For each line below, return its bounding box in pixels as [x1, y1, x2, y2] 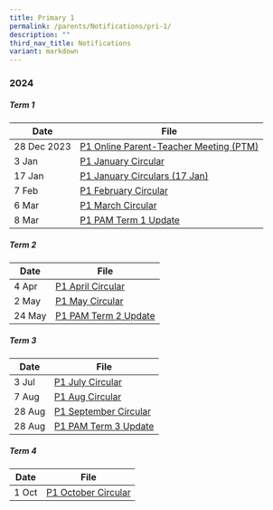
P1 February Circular [80, 185, 169, 197]
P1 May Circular [55, 294, 124, 307]
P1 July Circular [53, 375, 122, 388]
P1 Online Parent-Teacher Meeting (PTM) [80, 140, 259, 153]
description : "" [9, 30, 71, 39]
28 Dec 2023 [14, 140, 71, 153]
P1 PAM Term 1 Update [80, 214, 181, 226]
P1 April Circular [55, 280, 126, 293]
